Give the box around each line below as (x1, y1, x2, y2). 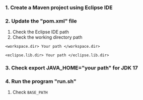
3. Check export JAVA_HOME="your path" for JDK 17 (5, 64, 138, 71)
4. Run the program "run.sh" (5, 78, 77, 85)
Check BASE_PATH (12, 89, 48, 95)
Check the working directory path (12, 34, 83, 40)
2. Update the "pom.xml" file (5, 17, 77, 24)
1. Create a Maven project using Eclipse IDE (5, 4, 113, 11)
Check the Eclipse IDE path (12, 29, 69, 35)
